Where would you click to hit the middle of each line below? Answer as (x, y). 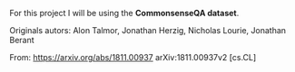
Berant (22, 40)
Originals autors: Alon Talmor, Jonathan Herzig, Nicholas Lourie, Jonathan (148, 30)
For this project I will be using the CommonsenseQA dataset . (124, 13)
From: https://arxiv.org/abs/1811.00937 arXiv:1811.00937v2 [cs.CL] (133, 57)
